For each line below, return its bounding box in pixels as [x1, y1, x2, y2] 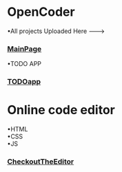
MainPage [7, 44, 42, 54]
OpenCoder [7, 4, 75, 20]
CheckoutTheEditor [7, 157, 74, 166]
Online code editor [7, 103, 116, 118]
